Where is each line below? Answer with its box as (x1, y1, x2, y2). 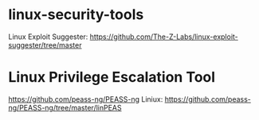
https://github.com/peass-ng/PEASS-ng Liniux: (8, 94, 163, 104)
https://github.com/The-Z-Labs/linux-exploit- (89, 32, 239, 41)
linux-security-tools (8, 6, 144, 24)
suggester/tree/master (8, 40, 82, 49)
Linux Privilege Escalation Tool (8, 68, 216, 87)
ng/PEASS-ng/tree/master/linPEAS (8, 103, 122, 112)
